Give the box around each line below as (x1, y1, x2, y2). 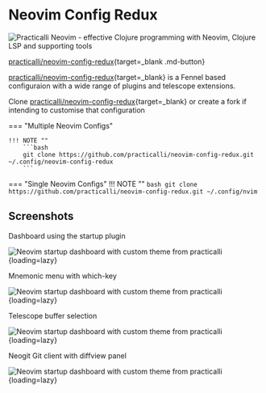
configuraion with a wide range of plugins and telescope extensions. (8, 81, 236, 91)
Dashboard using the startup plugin (8, 230, 127, 240)
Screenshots (8, 209, 74, 223)
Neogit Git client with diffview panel (8, 350, 127, 361)
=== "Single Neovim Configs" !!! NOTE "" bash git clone (8, 179, 197, 188)
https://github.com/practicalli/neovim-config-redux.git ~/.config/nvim (8, 188, 258, 196)
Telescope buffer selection (8, 311, 98, 320)
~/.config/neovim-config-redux (8, 158, 114, 166)
